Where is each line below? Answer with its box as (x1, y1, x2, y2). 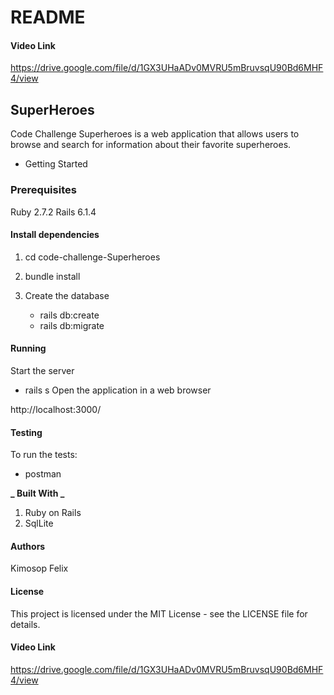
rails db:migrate (39, 319, 105, 331)
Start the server (10, 364, 75, 376)
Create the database (24, 289, 110, 301)
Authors (10, 540, 46, 552)
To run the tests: (10, 449, 78, 461)
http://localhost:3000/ (10, 403, 102, 415)
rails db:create (39, 309, 100, 321)
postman (24, 468, 62, 480)
